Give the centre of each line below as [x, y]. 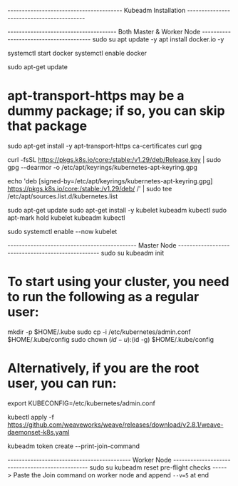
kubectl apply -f [31, 417]
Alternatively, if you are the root [103, 369]
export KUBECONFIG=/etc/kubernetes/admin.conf [81, 403]
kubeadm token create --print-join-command [74, 446]
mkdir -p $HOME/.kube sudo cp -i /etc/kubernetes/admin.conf [99, 332]
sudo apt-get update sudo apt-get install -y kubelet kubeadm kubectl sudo [117, 210]
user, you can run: [62, 384]
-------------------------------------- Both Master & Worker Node [104, 32]
